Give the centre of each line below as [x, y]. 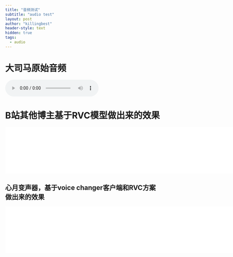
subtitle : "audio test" [30, 14]
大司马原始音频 [36, 68]
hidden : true [19, 33]
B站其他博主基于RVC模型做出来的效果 [83, 115]
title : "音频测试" [23, 10]
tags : [11, 38]
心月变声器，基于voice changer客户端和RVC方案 [80, 188]
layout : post [19, 19]
